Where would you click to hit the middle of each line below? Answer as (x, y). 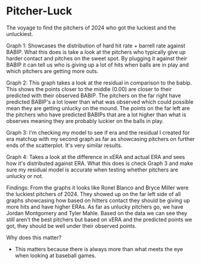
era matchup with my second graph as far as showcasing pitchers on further (100, 138)
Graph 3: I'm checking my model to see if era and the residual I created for (98, 132)
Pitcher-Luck (39, 11)
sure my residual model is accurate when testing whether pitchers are (92, 170)
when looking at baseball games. (56, 255)
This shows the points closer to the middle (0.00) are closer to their (89, 89)
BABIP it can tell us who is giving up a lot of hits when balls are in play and (98, 65)
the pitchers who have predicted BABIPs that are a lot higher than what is (96, 115)
